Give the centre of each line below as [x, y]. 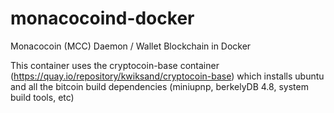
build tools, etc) [42, 97]
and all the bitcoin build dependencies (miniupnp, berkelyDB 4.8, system [159, 86]
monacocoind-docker [102, 18]
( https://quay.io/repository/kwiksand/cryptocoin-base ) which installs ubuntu [167, 76]
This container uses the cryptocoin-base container [115, 65]
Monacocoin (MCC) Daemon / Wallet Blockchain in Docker [131, 46]
